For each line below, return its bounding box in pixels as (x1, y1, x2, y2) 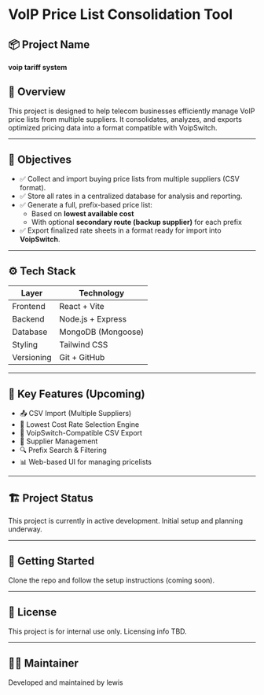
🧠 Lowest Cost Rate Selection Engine (19, 420, 140, 429)
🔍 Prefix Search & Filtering (19, 446, 108, 455)
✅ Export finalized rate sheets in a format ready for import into (19, 226, 222, 235)
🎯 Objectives (8, 153, 72, 167)
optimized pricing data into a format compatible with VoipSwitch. (8, 123, 218, 132)
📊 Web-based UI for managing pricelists (19, 458, 152, 467)
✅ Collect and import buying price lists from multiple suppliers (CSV (19, 174, 240, 183)
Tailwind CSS (59, 340, 108, 351)
